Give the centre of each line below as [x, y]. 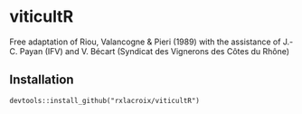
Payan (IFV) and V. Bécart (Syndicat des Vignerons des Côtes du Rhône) [155, 51]
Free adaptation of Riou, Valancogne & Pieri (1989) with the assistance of [145, 42]
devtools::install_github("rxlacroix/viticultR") [105, 100]
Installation [42, 80]
